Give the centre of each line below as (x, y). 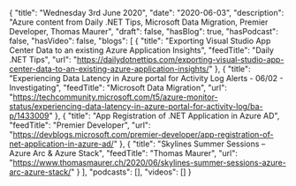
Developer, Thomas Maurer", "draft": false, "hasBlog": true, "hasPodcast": (144, 31)
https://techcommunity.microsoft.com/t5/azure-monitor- (115, 97)
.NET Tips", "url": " (43, 60)
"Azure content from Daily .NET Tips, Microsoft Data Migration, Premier (139, 22)
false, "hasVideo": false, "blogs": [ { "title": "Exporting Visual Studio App (140, 41)
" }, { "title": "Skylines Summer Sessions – (190, 144)
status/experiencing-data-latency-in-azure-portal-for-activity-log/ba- (136, 106)
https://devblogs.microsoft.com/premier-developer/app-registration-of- (143, 134)
